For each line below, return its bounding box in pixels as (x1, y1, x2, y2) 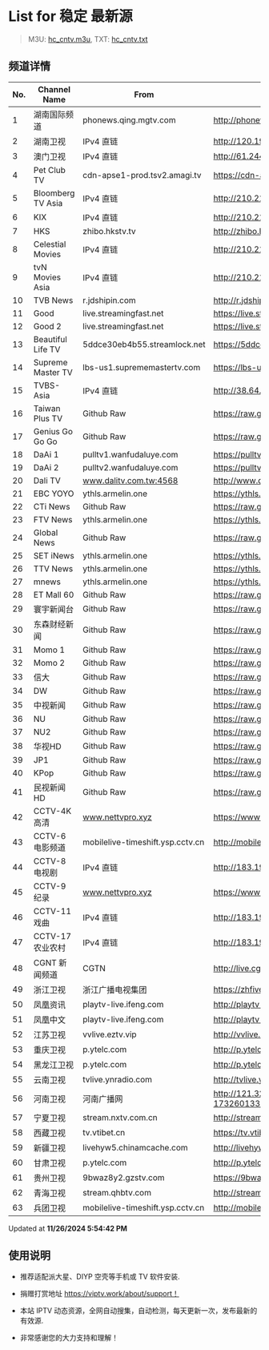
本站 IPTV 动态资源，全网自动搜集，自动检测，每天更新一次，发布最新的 (19, 1305, 258, 1315)
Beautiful (33, 333, 68, 345)
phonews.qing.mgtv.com (82, 114, 176, 125)
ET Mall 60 (33, 589, 74, 600)
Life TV (33, 344, 61, 355)
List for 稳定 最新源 (8, 7, 134, 26)
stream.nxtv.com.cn (82, 1111, 158, 1122)
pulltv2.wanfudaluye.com (82, 461, 179, 473)
